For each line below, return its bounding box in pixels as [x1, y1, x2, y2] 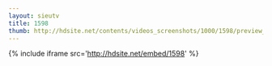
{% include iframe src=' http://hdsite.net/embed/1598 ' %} [8, 49, 200, 59]
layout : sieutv [8, 11, 60, 20]
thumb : [8, 27, 31, 35]
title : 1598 [8, 19, 49, 27]
